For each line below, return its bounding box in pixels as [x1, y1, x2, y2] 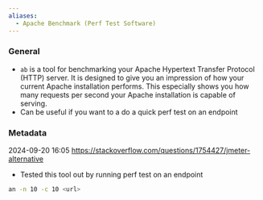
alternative [8, 154, 44, 164]
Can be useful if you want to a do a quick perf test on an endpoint [19, 106, 239, 117]
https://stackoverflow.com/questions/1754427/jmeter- [71, 146, 251, 156]
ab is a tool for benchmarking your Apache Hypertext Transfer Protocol [19, 64, 255, 73]
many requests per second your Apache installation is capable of [19, 90, 236, 99]
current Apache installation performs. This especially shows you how [19, 81, 249, 91]
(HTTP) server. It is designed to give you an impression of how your [19, 73, 245, 82]
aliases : [8, 11, 38, 20]
